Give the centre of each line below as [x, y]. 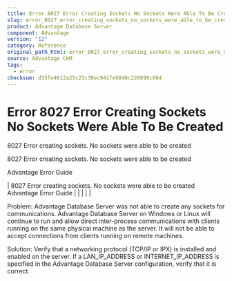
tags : [15, 65]
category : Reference [37, 46]
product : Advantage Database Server [60, 26]
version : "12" [28, 39]
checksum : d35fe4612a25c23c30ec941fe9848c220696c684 [85, 78]
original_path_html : [37, 52]
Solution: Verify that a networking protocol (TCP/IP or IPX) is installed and [112, 249]
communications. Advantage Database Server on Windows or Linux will [109, 214]
